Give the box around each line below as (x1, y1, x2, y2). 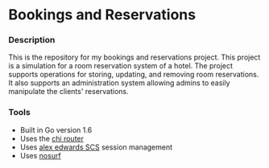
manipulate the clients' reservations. (8, 87, 129, 96)
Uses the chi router (19, 133, 85, 143)
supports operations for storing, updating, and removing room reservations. (8, 70, 259, 80)
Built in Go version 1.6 (19, 125, 93, 134)
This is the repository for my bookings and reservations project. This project (8, 52, 261, 62)
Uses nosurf (19, 150, 62, 160)
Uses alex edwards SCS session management (19, 142, 173, 152)
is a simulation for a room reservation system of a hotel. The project (8, 61, 234, 71)
